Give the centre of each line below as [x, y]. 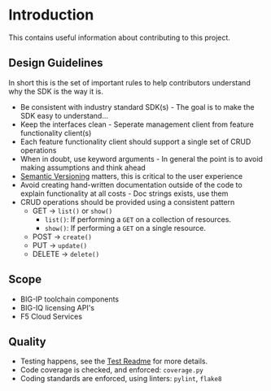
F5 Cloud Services [51, 316]
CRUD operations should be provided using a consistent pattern [127, 202]
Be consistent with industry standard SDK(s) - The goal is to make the [137, 106]
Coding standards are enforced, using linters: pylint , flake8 [121, 379]
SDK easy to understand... [64, 115]
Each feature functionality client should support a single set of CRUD [135, 141]
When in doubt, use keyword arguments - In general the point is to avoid [141, 159]
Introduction [51, 15]
